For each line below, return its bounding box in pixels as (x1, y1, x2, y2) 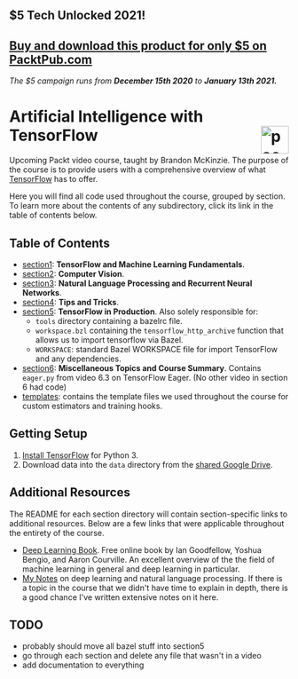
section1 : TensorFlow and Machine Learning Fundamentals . (21, 258, 246, 270)
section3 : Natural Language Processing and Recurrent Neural (21, 278, 253, 288)
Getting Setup (9, 426, 88, 441)
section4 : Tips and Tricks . (21, 296, 120, 307)
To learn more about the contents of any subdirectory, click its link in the (9, 201, 274, 211)
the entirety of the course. (9, 527, 105, 538)
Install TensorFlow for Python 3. (21, 449, 139, 461)
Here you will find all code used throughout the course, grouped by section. (9, 191, 286, 201)
